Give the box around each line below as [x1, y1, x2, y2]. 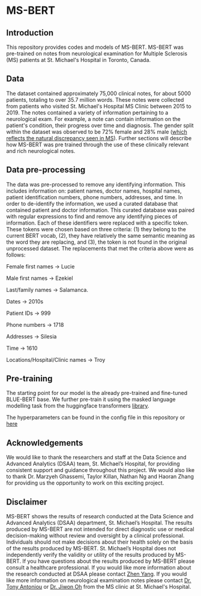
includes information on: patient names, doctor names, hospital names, [6, 187, 182, 194]
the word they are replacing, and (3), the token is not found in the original [6, 238, 187, 246]
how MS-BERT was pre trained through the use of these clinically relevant [6, 141, 189, 148]
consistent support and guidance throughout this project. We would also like [6, 467, 195, 474]
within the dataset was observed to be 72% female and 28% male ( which [6, 128, 187, 135]
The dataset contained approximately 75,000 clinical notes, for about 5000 [6, 90, 191, 97]
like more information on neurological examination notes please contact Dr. [6, 577, 192, 584]
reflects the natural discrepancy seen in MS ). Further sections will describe [6, 134, 192, 141]
